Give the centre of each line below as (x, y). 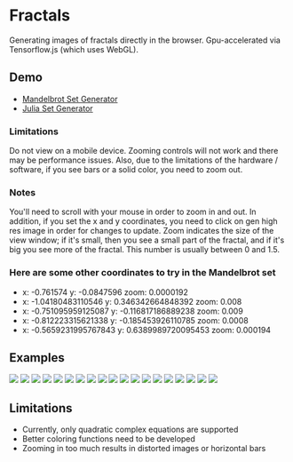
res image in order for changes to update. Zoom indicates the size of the (142, 231)
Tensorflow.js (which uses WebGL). (74, 49)
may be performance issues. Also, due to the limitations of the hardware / (143, 160)
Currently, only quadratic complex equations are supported (130, 430)
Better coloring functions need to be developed (108, 439)
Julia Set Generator (57, 108)
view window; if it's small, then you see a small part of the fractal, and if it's (147, 240)
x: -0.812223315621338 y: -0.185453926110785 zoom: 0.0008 (135, 320)
